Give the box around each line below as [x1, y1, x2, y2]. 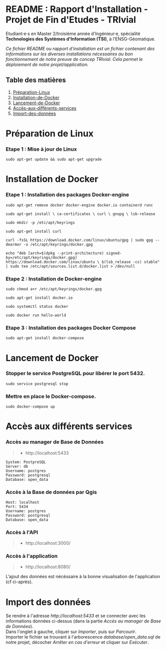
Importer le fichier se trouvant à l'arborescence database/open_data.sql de [5, 634, 161, 640]
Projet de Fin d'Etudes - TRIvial [5, 14, 136, 25]
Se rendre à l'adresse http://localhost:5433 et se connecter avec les [5, 613, 146, 619]
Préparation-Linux [12, 89, 50, 95]
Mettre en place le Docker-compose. [5, 393, 96, 400]
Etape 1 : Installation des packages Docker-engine [5, 191, 129, 198]
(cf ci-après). [5, 579, 33, 585]
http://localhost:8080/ [25, 564, 71, 570]
